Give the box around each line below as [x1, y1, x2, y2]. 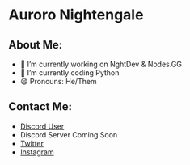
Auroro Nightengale [8, 6, 144, 24]
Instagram [19, 147, 54, 157]
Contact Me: [8, 99, 73, 114]
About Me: [8, 38, 63, 52]
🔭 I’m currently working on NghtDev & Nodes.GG [19, 59, 183, 69]
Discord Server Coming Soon [19, 129, 118, 139]
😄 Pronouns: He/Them [19, 77, 97, 86]
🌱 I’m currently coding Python [19, 68, 120, 78]
